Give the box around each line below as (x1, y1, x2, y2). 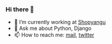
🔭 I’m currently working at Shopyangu (14, 19, 106, 26)
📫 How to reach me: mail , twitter (14, 32, 95, 39)
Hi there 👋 (5, 5, 35, 13)
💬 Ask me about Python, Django (14, 25, 92, 32)
